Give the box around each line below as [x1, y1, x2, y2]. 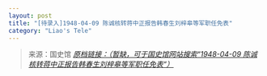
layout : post [8, 11, 53, 20]
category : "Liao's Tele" [8, 26, 92, 34]
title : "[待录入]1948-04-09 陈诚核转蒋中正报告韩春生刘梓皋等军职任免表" [8, 19, 233, 27]
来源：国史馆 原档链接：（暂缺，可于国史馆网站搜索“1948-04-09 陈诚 [28, 50, 257, 59]
